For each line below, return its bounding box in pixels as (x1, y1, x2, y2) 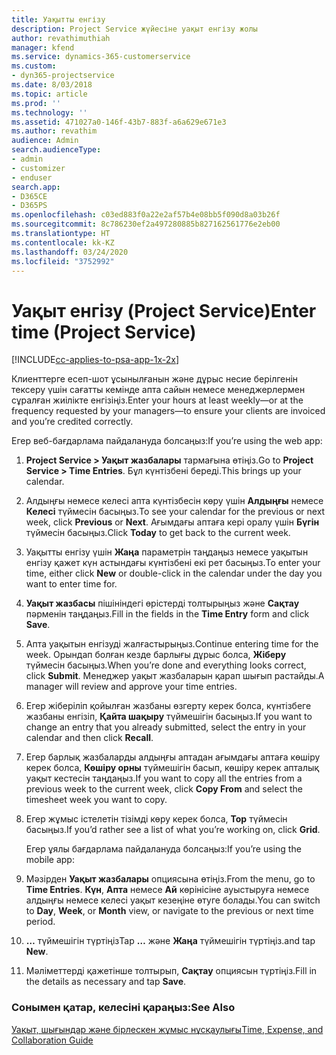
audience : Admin (11, 136, 79, 146)
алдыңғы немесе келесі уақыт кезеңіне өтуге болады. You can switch (25, 894, 321, 906)
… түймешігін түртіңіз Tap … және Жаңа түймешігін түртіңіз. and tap (25, 935, 316, 947)
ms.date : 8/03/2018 (11, 80, 93, 90)
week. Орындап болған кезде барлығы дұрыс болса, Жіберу (25, 649, 287, 661)
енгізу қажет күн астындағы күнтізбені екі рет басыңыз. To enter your (25, 557, 321, 569)
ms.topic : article (11, 89, 88, 99)
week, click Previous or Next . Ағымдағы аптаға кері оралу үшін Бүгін (25, 516, 320, 528)
